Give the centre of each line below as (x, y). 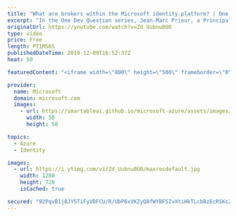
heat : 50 (20, 60)
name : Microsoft (37, 91)
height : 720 (37, 183)
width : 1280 (37, 176)
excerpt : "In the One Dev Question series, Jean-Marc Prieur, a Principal (120, 20)
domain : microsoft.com (47, 98)
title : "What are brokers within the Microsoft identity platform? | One (118, 14)
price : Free (25, 40)
